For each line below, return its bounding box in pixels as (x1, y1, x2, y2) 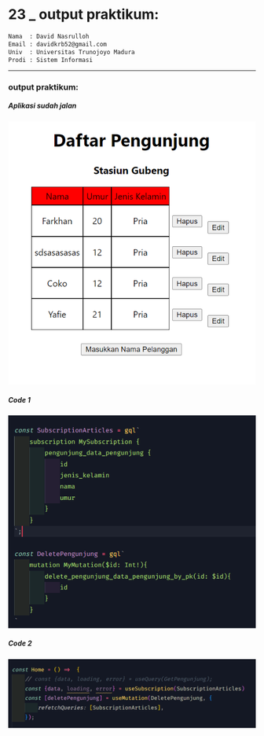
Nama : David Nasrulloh (8, 32, 90, 40)
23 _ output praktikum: (8, 6, 159, 24)
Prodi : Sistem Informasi (8, 56, 93, 64)
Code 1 (8, 396, 31, 405)
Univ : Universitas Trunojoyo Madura (8, 48, 135, 56)
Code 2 (8, 638, 33, 648)
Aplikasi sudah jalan (8, 101, 77, 111)
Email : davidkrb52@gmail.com (8, 40, 108, 48)
